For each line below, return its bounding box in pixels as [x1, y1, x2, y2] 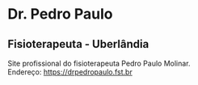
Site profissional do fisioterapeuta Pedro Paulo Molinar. [7, 58, 191, 68]
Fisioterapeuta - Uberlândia [7, 37, 150, 51]
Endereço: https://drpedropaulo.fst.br [7, 67, 133, 77]
